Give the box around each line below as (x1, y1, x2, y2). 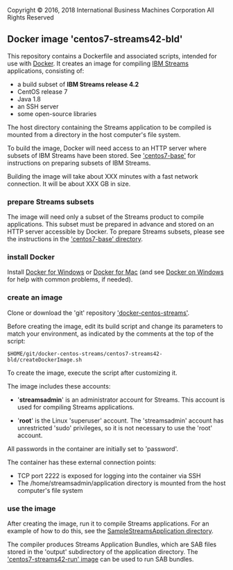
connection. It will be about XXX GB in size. (7, 179, 131, 188)
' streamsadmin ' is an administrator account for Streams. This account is (17, 396, 225, 404)
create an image (7, 293, 63, 302)
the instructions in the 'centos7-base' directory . (7, 235, 144, 243)
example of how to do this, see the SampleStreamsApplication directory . (7, 527, 214, 535)
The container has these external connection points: (7, 458, 157, 466)
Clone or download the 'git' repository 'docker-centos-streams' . (7, 309, 190, 317)
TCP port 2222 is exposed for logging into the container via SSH (17, 471, 201, 480)
